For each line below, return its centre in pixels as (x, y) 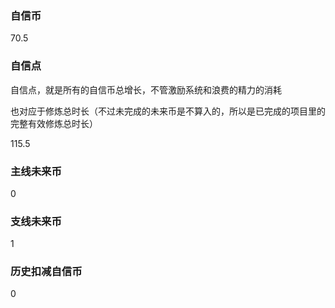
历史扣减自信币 (46, 272)
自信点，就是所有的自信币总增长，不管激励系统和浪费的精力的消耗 (146, 89)
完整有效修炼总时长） (54, 123)
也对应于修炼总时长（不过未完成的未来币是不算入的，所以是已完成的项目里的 (168, 111)
